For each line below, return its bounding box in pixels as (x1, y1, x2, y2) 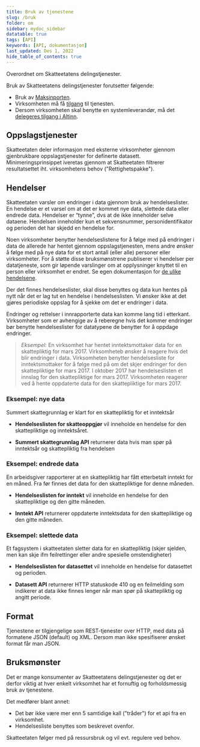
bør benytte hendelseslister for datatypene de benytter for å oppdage (6, 323, 178, 331)
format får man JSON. (6, 640, 61, 647)
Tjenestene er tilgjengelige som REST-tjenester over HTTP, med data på (6, 627, 184, 634)
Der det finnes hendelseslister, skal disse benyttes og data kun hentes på (6, 286, 187, 293)
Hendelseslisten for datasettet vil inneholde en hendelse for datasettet (14, 563, 192, 570)
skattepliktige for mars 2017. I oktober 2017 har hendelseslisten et (20, 367, 183, 374)
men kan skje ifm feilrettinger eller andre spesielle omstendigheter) (6, 551, 172, 558)
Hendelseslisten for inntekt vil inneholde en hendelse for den (14, 492, 169, 499)
